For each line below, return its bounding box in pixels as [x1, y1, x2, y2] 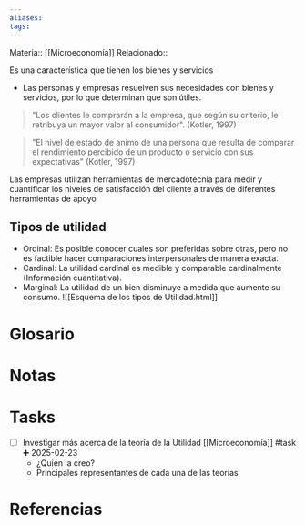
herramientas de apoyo [9, 193, 97, 204]
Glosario [9, 324, 75, 344]
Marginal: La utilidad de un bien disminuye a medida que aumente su [22, 282, 280, 293]
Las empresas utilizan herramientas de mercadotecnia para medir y [9, 174, 262, 185]
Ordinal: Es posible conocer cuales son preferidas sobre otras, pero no [22, 243, 289, 255]
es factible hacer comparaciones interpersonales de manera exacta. [22, 253, 280, 264]
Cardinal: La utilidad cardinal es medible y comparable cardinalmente [22, 263, 282, 274]
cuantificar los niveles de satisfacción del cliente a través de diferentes [9, 183, 276, 194]
